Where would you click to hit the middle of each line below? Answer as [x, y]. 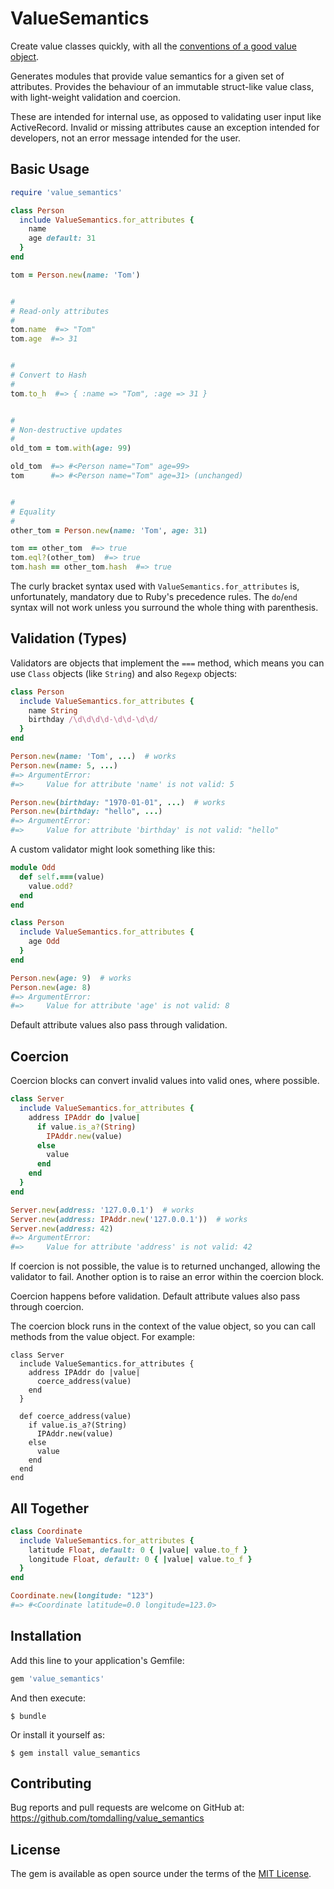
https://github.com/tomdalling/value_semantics [107, 1818]
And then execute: [48, 1698]
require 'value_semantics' [66, 192]
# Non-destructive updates [66, 430]
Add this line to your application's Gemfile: [97, 1660]
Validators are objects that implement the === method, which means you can [167, 663]
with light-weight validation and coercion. [95, 97]
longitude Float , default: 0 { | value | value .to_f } [140, 1559]
